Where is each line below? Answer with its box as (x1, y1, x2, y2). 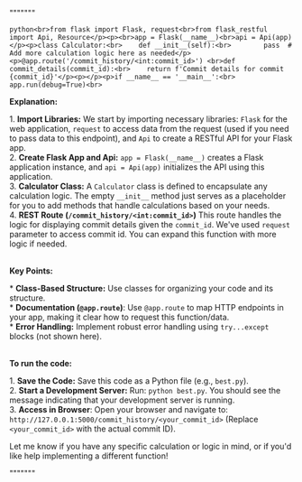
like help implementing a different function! (9, 450, 169, 461)
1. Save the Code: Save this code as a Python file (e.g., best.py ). (9, 375, 250, 386)
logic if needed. (9, 238, 68, 249)
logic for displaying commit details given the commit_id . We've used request (9, 219, 290, 229)
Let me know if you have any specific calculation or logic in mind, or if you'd (9, 441, 292, 451)
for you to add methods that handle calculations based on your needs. (9, 200, 270, 210)
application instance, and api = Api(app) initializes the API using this (9, 162, 265, 172)
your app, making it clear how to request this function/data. (9, 311, 230, 322)
